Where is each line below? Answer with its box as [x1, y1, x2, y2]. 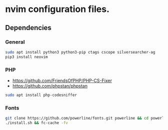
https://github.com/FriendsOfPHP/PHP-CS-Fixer [12, 77, 112, 83]
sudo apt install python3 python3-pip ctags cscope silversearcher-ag [5, 49, 155, 54]
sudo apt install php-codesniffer [5, 92, 77, 97]
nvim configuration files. [5, 3, 110, 15]
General [5, 38, 25, 45]
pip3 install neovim [5, 54, 48, 59]
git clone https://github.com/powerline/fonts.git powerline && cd [5, 116, 149, 121]
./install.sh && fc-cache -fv [5, 120, 68, 125]
